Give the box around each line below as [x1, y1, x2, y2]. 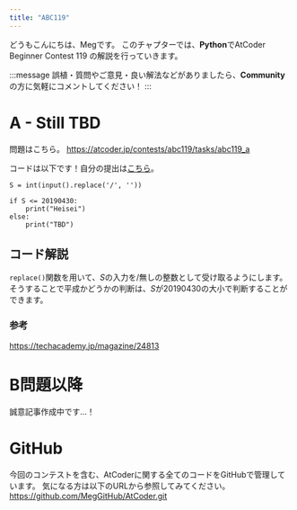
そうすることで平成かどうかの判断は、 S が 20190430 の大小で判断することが [9, 283, 288, 294]
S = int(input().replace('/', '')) [9, 181, 143, 190]
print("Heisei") [25, 204, 87, 213]
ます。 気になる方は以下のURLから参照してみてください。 [16, 480, 231, 491]
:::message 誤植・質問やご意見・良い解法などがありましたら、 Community [9, 69, 285, 80]
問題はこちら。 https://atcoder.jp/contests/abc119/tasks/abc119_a [9, 143, 250, 154]
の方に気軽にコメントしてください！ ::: [9, 80, 153, 91]
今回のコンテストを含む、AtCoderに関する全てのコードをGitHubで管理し [9, 469, 278, 479]
